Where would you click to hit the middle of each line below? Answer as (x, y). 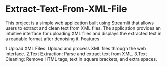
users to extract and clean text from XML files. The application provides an (83, 28)
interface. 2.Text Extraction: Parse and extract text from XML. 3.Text (76, 54)
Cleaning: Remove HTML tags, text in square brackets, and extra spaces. (81, 59)
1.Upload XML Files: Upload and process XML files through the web (76, 48)
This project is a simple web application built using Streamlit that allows (80, 23)
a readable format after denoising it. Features (52, 39)
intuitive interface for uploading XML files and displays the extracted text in (83, 33)
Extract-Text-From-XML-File (66, 9)
